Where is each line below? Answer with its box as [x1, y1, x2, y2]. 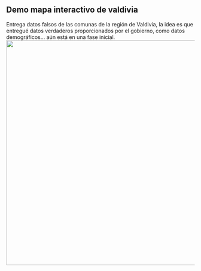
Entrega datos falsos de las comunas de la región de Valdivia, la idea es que [6, 20, 193, 28]
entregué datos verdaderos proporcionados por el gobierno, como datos [6, 27, 185, 34]
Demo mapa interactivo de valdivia [6, 5, 139, 15]
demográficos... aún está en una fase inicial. [6, 33, 115, 41]
